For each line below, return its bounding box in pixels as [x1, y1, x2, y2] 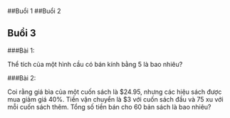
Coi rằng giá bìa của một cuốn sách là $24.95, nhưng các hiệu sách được [7, 87, 222, 96]
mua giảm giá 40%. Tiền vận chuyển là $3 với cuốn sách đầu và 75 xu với [7, 95, 224, 103]
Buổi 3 [7, 27, 37, 39]
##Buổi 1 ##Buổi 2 [7, 7, 61, 15]
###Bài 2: [7, 73, 36, 82]
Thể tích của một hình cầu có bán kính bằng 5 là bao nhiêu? [7, 60, 183, 68]
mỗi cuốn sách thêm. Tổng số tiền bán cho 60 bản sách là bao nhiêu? [7, 102, 211, 111]
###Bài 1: [7, 46, 35, 55]
